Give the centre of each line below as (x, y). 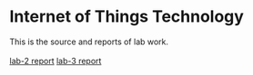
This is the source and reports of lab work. (89, 42)
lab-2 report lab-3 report (56, 61)
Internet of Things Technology (126, 17)
